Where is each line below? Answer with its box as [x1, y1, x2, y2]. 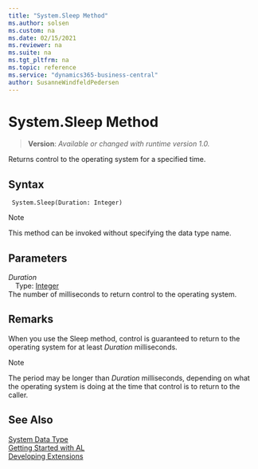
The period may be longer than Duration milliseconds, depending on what [8, 372, 251, 383]
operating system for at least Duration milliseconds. [8, 342, 178, 352]
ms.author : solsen [8, 19, 69, 27]
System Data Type [8, 434, 69, 443]
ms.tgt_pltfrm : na [8, 57, 69, 65]
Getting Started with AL [8, 443, 85, 452]
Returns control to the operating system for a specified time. [8, 155, 206, 164]
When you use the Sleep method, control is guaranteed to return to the [8, 333, 240, 343]
